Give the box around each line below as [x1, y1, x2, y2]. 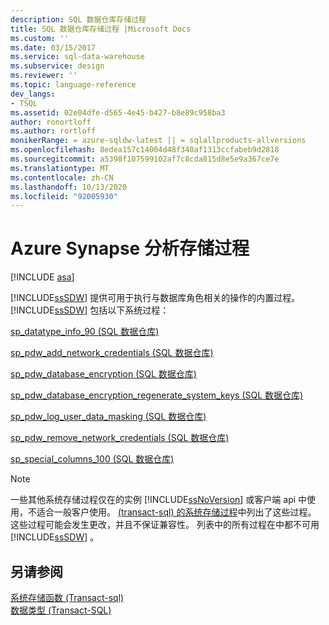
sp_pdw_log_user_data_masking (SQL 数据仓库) [10, 411, 207, 423]
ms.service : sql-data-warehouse [10, 52, 145, 62]
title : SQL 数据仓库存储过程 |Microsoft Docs [10, 24, 192, 34]
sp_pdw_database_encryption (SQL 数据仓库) [10, 368, 197, 380]
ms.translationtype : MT [10, 163, 110, 173]
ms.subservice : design [10, 61, 105, 71]
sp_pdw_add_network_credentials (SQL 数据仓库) [10, 347, 214, 359]
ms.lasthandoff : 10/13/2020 [10, 182, 128, 192]
